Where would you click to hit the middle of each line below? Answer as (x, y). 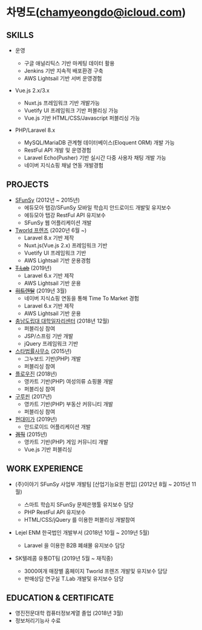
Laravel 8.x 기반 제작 (49, 238)
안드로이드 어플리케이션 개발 (57, 426)
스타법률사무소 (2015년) (43, 351)
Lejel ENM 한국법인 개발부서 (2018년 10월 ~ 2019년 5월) (82, 532)
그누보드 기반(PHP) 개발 (53, 359)
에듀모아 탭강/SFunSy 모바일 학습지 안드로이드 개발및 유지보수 (97, 207)
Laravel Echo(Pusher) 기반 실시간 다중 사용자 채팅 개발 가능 (95, 157)
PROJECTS (28, 185)
